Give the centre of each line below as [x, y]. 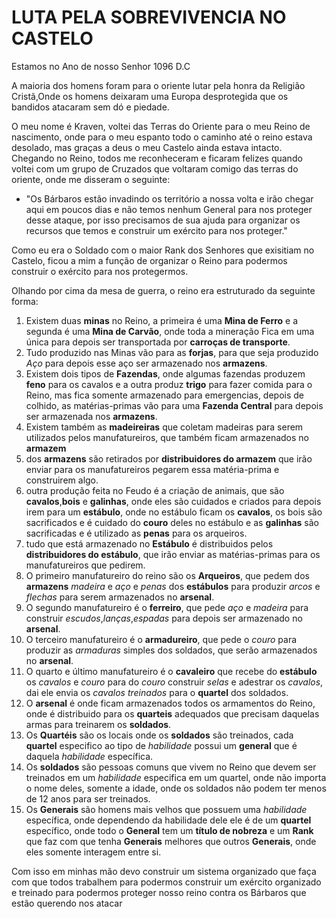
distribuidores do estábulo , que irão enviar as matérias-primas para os [173, 554]
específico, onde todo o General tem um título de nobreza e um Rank [169, 830]
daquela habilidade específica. [89, 756]
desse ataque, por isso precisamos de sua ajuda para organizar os [163, 220]
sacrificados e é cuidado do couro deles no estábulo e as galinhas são [172, 522]
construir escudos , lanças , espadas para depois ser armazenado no [164, 618]
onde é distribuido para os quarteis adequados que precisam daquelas [172, 713]
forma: [25, 301]
